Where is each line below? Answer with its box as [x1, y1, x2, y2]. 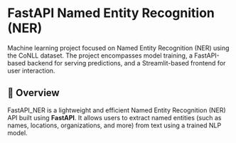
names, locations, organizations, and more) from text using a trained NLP [7, 121, 222, 129]
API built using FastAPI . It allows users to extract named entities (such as [7, 113, 222, 122]
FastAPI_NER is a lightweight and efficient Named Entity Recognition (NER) [7, 105, 226, 115]
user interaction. [7, 66, 55, 75]
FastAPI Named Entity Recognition [7, 5, 215, 21]
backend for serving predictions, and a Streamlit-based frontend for [27, 58, 226, 67]
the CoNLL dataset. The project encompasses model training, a [7, 51, 193, 60]
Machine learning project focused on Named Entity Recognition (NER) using [7, 43, 230, 52]
